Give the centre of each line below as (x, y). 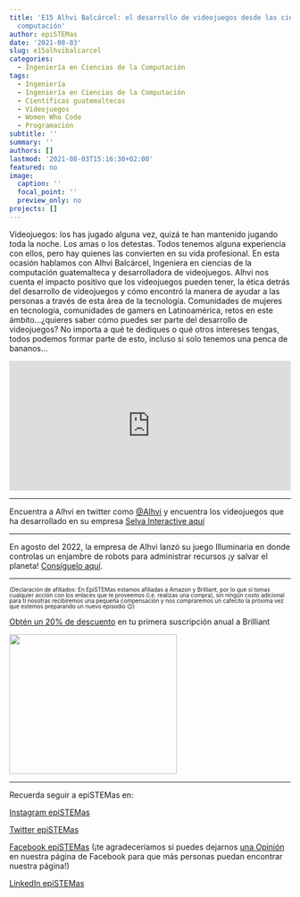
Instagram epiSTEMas (50, 812)
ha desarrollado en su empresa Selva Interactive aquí (107, 520)
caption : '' (40, 184)
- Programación (46, 126)
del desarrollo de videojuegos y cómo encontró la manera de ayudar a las (145, 291)
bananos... (29, 348)
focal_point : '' (47, 192)
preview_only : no (50, 201)
